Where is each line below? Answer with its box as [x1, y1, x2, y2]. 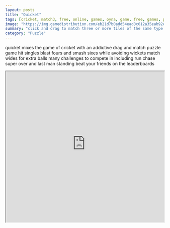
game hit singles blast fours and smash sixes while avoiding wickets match [5, 50, 160, 56]
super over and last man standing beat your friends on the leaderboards [5, 61, 155, 66]
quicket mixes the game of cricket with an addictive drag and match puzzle [5, 45, 161, 50]
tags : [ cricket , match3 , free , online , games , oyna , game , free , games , [5, 17, 161, 22]
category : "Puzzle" [5, 31, 46, 36]
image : [5, 21, 19, 27]
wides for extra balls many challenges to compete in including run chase [5, 55, 155, 61]
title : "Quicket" [5, 12, 42, 17]
